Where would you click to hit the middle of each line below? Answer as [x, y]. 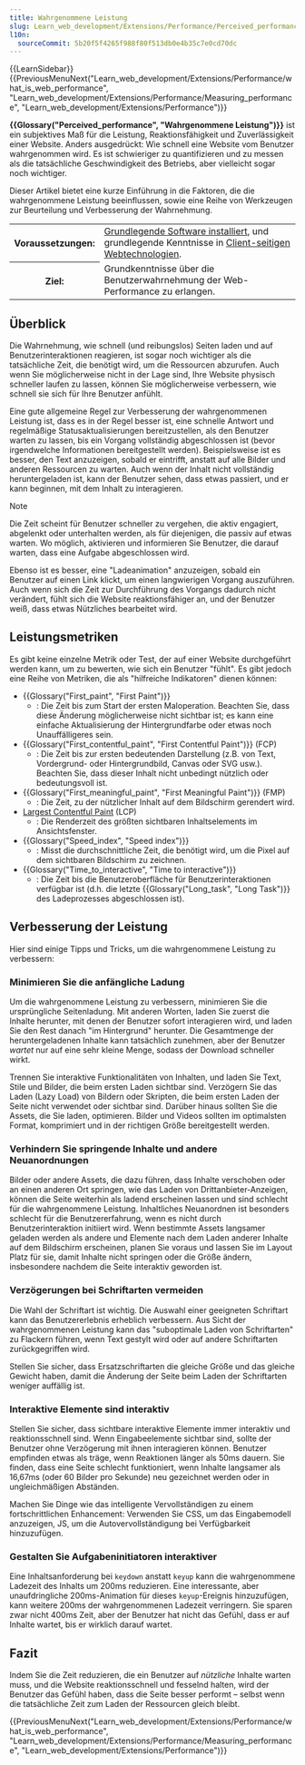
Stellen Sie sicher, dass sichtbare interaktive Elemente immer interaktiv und [150, 1428]
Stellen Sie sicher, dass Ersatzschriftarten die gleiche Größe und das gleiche [152, 1366]
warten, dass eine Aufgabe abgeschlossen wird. [99, 553]
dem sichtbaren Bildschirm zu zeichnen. [111, 859]
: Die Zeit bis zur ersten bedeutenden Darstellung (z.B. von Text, [156, 753]
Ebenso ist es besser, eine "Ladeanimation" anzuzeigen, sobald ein [135, 570]
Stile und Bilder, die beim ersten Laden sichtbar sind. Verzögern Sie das [143, 1086]
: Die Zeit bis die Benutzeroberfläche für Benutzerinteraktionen [153, 879]
